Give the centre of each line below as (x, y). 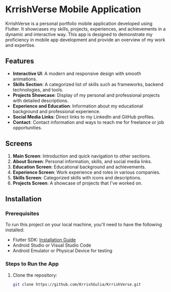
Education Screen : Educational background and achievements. (79, 167)
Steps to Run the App (32, 264)
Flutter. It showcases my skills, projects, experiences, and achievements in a (86, 29)
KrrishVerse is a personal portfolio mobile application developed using (79, 23)
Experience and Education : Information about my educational (78, 106)
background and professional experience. (57, 111)
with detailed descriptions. (41, 100)
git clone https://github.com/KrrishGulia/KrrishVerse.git (77, 284)
